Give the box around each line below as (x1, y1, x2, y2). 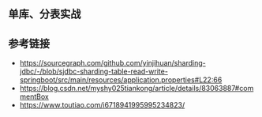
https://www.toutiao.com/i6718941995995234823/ (19, 100, 185, 110)
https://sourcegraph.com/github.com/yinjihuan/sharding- (19, 58, 207, 68)
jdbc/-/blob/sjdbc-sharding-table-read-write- (19, 66, 168, 77)
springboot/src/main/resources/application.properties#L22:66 (19, 75, 223, 85)
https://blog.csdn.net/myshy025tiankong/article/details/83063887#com (19, 84, 254, 93)
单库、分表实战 (8, 7, 81, 21)
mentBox (19, 92, 49, 101)
